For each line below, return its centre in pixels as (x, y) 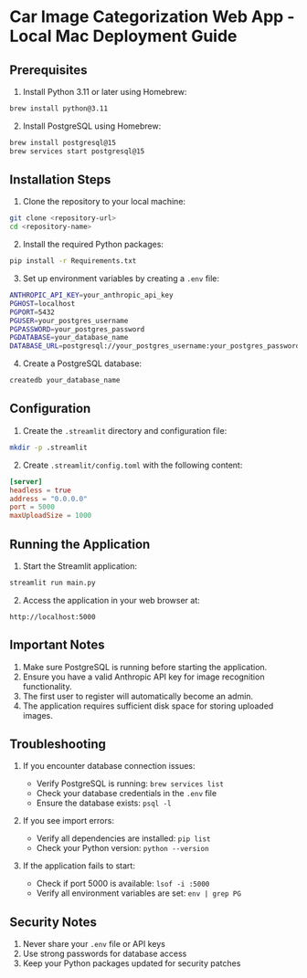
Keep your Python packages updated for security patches (132, 963)
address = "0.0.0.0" (49, 499)
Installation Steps (60, 180)
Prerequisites (48, 70)
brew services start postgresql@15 (77, 151)
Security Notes (53, 922)
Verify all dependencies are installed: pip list (124, 838)
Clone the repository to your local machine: (104, 202)
